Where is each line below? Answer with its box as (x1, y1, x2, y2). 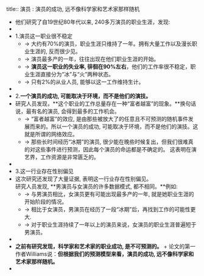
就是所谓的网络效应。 (24, 131, 78, 137)
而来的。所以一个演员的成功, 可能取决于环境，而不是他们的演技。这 (29, 123, 199, 130)
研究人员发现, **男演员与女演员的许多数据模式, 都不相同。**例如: (15, 183, 178, 190)
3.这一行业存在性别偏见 (15, 167, 74, 175)
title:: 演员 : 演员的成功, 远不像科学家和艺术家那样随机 (6, 5, 140, 12)
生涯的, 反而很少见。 (29, 48, 81, 55)
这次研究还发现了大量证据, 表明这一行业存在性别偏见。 (15, 175, 152, 182)
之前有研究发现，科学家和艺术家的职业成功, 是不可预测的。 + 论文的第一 (15, 243, 196, 250)
